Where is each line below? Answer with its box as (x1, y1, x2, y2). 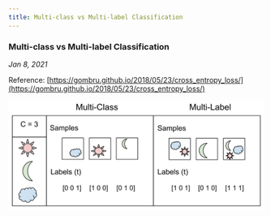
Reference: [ (8, 75, 50, 84)
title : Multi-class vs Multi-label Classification (8, 13, 183, 21)
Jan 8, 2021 (8, 59, 48, 69)
